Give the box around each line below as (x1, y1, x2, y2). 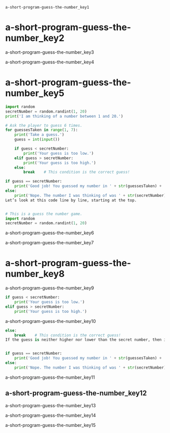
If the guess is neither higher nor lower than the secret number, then (5, 337, 162, 342)
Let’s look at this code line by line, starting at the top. (5, 198, 137, 203)
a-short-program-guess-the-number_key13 (5, 402, 96, 408)
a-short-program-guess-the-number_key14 (5, 412, 96, 418)
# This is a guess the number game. (5, 211, 82, 216)
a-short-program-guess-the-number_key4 (5, 59, 95, 65)
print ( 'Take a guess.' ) (14, 132, 65, 137)
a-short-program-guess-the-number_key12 (5, 389, 147, 398)
